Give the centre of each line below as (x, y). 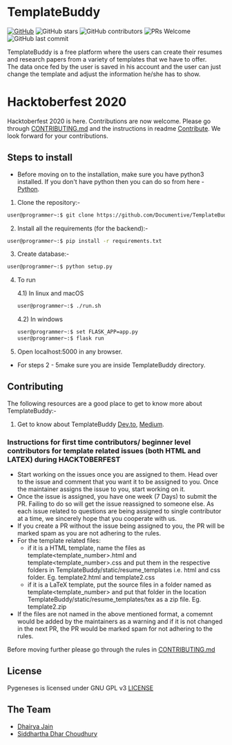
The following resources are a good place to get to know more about (105, 403)
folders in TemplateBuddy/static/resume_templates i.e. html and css (124, 570)
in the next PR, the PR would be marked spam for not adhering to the (115, 629)
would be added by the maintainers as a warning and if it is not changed (120, 622)
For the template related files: (59, 541)
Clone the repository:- (49, 202)
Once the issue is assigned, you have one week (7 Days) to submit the (117, 497)
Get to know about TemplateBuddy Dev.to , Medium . (90, 424)
